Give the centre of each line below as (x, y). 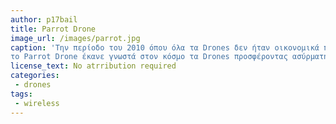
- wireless (37, 103)
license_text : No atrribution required (93, 66)
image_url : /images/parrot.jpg (75, 38)
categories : (35, 76)
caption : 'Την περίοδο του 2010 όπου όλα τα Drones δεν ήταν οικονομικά (165, 47)
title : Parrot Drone (53, 29)
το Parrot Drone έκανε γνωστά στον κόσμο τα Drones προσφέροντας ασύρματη (169, 57)
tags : (21, 94)
